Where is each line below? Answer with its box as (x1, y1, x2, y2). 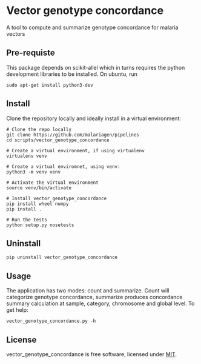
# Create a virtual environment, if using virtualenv (6, 147, 145, 153)
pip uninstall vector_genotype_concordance (6, 254, 118, 261)
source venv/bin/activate (6, 184, 71, 191)
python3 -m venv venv (6, 169, 61, 175)
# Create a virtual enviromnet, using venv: (6, 163, 120, 170)
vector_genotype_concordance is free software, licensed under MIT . (6, 351, 177, 358)
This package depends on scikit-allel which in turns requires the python (6, 64, 185, 71)
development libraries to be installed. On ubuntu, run (6, 70, 138, 78)
